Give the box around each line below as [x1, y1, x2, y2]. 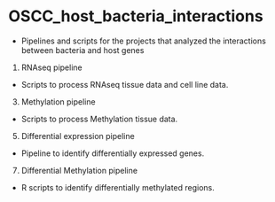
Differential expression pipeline [20, 130, 135, 141]
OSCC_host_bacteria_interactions [8, 6, 263, 27]
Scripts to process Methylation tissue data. [20, 113, 178, 124]
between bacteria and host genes [20, 44, 145, 55]
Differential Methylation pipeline [20, 165, 138, 175]
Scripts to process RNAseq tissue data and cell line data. [20, 79, 229, 89]
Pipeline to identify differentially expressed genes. [20, 148, 205, 159]
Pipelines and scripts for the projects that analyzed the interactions [20, 35, 267, 46]
